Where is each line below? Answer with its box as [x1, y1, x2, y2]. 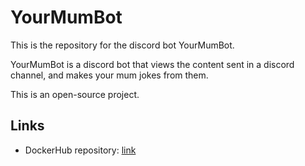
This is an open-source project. [10, 88, 140, 100]
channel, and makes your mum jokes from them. [10, 69, 209, 81]
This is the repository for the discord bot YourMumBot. [10, 39, 235, 51]
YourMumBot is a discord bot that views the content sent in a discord [10, 58, 295, 70]
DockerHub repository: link [24, 144, 137, 156]
